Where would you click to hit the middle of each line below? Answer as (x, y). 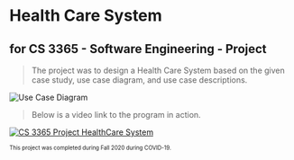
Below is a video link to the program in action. (116, 115)
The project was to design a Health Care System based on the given (158, 70)
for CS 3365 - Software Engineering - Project (138, 49)
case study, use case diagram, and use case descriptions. (139, 80)
